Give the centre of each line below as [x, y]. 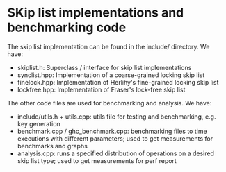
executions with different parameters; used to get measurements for [115, 138]
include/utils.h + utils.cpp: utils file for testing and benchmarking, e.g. [116, 117]
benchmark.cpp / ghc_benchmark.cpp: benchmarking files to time [112, 131]
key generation [39, 123]
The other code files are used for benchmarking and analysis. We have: [110, 103]
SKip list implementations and [96, 13]
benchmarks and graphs [53, 146]
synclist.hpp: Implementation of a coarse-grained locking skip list [111, 75]
